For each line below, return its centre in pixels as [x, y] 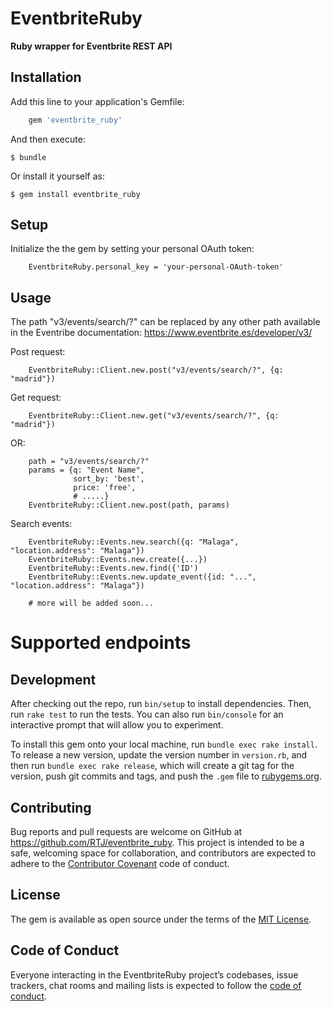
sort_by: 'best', [109, 479]
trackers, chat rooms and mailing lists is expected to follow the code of [156, 985]
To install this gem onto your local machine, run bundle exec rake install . [164, 744]
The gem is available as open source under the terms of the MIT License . [161, 919]
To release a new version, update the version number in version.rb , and [159, 755]
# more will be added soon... [91, 603]
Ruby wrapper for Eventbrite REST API [91, 46]
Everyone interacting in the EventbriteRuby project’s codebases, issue [154, 974]
